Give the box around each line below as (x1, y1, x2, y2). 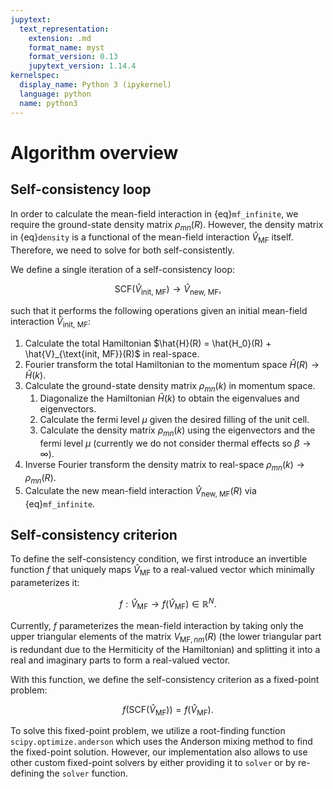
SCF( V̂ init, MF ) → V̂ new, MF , (114, 283, 222, 297)
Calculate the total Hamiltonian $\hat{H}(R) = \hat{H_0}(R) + (24, 337, 272, 349)
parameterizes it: (10, 577, 80, 589)
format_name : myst (28, 42, 105, 53)
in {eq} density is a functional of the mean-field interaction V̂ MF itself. (10, 231, 294, 246)
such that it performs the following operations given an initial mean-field (10, 304, 308, 316)
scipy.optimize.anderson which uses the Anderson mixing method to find (10, 736, 313, 748)
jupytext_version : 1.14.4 (28, 61, 137, 71)
